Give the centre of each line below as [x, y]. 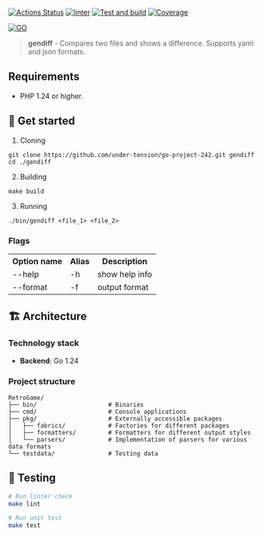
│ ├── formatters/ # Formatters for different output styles [129, 432]
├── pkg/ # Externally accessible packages [115, 419]
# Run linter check [41, 496]
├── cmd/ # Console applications [98, 412]
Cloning [33, 140]
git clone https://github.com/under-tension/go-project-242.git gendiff [131, 155]
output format [123, 287]
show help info [125, 274]
